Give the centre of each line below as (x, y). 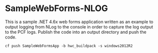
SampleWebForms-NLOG (57, 8)
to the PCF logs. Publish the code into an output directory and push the (76, 32)
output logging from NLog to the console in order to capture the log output (79, 26)
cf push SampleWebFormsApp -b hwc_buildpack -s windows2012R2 (69, 46)
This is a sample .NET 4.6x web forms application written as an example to (79, 22)
